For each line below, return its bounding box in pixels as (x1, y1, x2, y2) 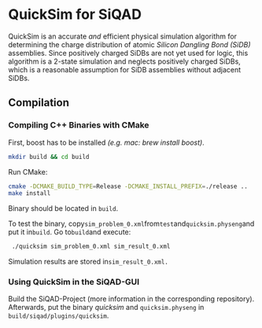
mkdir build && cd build (8, 153, 90, 160)
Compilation (8, 96, 69, 109)
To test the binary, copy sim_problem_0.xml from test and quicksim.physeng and (8, 219, 255, 229)
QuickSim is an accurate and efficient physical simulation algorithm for (8, 31, 238, 41)
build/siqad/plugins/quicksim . (8, 311, 109, 320)
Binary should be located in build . (8, 204, 119, 213)
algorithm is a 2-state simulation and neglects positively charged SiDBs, (8, 57, 242, 66)
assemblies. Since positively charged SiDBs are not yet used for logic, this (8, 48, 249, 57)
